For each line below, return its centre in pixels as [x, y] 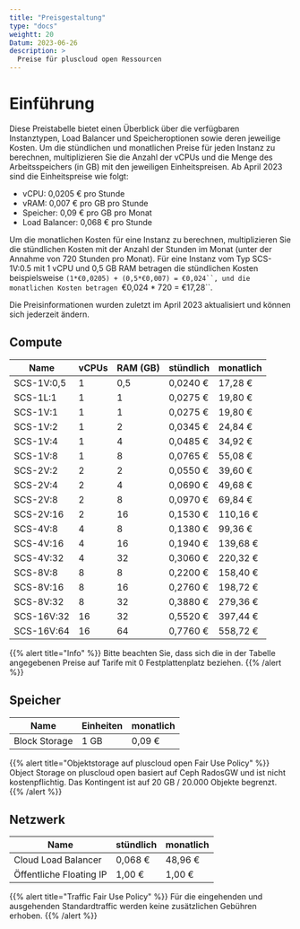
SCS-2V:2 [36, 470]
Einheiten [103, 725]
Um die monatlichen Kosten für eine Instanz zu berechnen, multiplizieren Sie [150, 240]
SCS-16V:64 [42, 631]
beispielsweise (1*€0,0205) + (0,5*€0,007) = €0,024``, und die [130, 277]
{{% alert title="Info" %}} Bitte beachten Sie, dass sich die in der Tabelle [142, 653]
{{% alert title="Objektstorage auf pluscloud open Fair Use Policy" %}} [140, 763]
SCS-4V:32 [39, 557]
